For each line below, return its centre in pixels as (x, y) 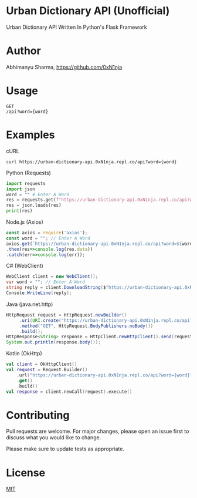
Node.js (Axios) (25, 222)
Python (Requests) (28, 173)
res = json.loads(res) (34, 206)
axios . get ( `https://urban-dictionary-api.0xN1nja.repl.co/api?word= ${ (94, 244)
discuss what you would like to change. (54, 438)
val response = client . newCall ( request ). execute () (69, 392)
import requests (26, 183)
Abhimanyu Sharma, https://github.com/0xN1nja (64, 67)
